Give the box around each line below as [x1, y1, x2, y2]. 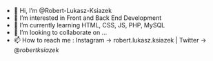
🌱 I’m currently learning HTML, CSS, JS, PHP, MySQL [13, 21, 165, 29]
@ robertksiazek [13, 46, 59, 54]
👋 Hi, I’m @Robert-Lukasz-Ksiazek [13, 7, 112, 14]
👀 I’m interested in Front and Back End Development [13, 14, 162, 22]
